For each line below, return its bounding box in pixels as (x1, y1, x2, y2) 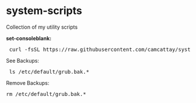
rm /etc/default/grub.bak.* (6, 91, 86, 97)
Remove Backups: (6, 79, 50, 86)
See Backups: (6, 57, 40, 64)
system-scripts (6, 4, 83, 18)
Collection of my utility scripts (6, 23, 78, 30)
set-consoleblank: (6, 35, 51, 42)
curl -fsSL (9, 46, 40, 53)
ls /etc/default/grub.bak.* (9, 68, 89, 75)
